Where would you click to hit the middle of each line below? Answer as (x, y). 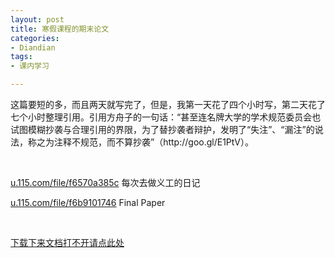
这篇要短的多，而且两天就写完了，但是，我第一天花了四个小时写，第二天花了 (168, 104)
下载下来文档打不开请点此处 (67, 242)
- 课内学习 (30, 66)
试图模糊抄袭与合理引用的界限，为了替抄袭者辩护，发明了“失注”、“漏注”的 (162, 129)
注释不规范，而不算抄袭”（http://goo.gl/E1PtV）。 (153, 142)
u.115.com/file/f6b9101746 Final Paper (88, 202)
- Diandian (33, 47)
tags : (21, 57)
